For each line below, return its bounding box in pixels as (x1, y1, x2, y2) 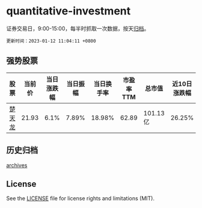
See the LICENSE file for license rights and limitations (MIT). (6, 195, 155, 202)
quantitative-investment (6, 4, 131, 18)
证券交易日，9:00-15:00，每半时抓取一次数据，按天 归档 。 (6, 25, 150, 32)
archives (6, 161, 28, 169)
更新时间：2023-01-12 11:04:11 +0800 (6, 38, 96, 44)
